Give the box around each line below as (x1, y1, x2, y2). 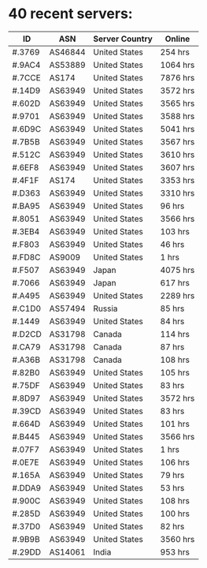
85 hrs (160, 303, 185, 314)
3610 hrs (160, 149, 195, 160)
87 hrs (160, 341, 185, 352)
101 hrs (160, 418, 190, 429)
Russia (93, 303, 118, 314)
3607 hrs (160, 162, 195, 173)
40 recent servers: (8, 5, 133, 23)
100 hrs (160, 508, 190, 519)
